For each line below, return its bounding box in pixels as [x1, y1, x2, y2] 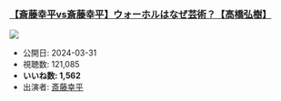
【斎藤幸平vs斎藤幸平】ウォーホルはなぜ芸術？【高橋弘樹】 [9, 7, 272, 20]
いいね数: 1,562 [22, 70, 82, 81]
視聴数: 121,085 [22, 59, 80, 70]
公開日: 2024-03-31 [22, 47, 97, 58]
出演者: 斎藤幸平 [22, 82, 84, 93]
